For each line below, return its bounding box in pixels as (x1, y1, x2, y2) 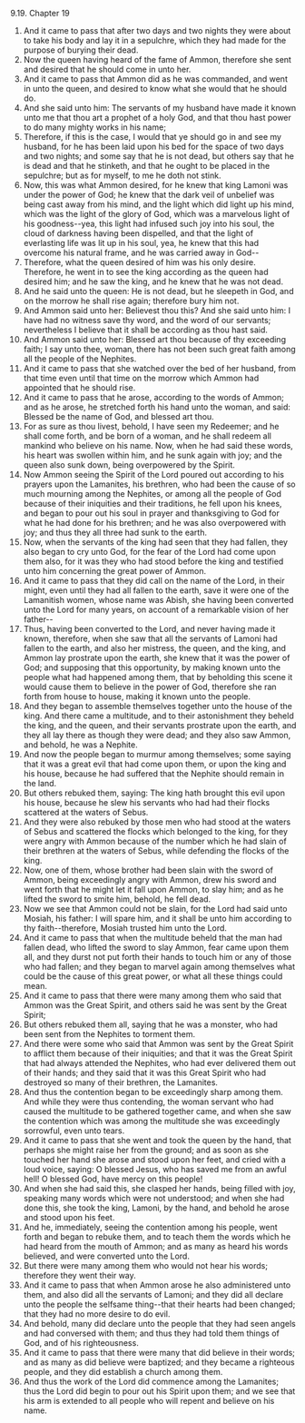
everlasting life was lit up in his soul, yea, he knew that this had (23, 238, 260, 248)
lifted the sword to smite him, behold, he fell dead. (23, 894, 212, 904)
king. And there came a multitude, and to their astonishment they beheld (23, 710, 294, 721)
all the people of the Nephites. (23, 353, 137, 364)
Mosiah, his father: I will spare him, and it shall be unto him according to (23, 913, 292, 924)
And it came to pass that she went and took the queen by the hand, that (23, 1135, 291, 1145)
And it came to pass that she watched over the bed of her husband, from (23, 363, 296, 373)
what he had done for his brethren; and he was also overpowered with (23, 518, 287, 528)
